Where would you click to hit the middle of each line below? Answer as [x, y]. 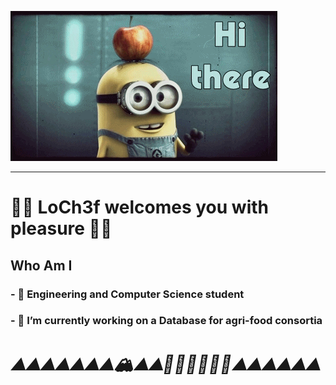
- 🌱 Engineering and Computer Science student [127, 294]
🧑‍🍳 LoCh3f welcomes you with [139, 207]
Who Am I [41, 265]
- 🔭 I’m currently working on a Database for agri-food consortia [166, 321]
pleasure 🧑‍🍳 [61, 228]
